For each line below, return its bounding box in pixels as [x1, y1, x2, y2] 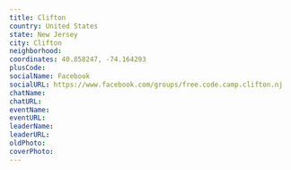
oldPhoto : [9, 139, 47, 148]
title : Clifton [9, 13, 66, 22]
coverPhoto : [9, 147, 54, 156]
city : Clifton [9, 38, 63, 48]
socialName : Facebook [9, 72, 91, 81]
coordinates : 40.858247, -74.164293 [9, 55, 146, 64]
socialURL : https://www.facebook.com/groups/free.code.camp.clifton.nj [9, 80, 283, 89]
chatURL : [9, 96, 42, 106]
